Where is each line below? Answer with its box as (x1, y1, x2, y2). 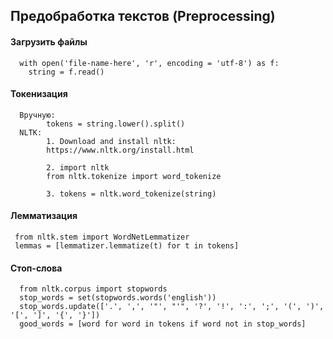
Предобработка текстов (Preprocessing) (10, 8, 276, 25)
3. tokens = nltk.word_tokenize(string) (46, 189, 217, 199)
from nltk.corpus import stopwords (19, 284, 168, 294)
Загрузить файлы (10, 35, 88, 48)
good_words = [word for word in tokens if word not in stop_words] (19, 319, 307, 329)
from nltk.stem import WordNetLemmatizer (14, 232, 190, 242)
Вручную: (19, 110, 56, 120)
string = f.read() (28, 67, 105, 77)
